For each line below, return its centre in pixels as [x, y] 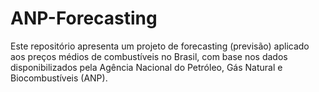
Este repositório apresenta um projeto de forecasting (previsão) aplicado [160, 46]
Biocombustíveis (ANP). [59, 78]
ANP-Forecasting [84, 18]
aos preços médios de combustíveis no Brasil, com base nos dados [149, 56]
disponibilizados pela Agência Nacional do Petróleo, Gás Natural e [146, 67]
